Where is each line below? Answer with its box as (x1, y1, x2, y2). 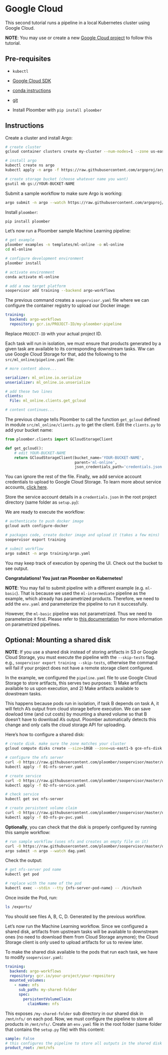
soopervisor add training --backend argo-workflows (5, 288, 115, 293)
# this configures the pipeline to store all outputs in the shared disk (5, 1040, 162, 1046)
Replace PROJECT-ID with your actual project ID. (5, 330, 102, 336)
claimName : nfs (27, 1001, 59, 1006)
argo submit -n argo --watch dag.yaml (5, 848, 86, 854)
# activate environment (5, 270, 55, 275)
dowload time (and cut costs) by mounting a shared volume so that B (5, 711, 147, 717)
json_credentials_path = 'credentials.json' (74, 464, 164, 470)
